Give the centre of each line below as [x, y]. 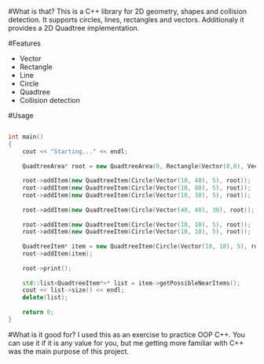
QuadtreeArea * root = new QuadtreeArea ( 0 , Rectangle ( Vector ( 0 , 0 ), [133, 166]
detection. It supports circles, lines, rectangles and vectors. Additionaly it [126, 20]
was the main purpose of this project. [69, 351]
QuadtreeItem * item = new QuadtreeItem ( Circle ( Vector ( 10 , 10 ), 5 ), [135, 247]
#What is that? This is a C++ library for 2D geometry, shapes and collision [128, 11]
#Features [25, 43]
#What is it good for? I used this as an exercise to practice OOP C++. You [127, 334]
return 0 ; [38, 312]
